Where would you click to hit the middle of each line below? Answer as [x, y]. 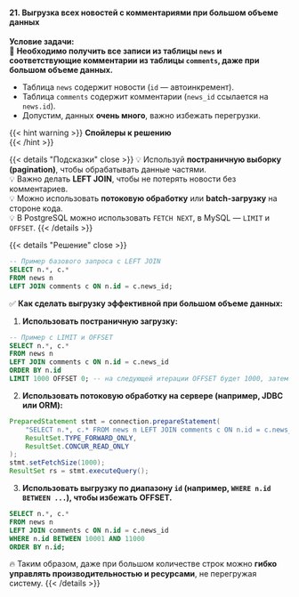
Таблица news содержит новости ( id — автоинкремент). [128, 87]
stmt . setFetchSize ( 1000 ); [57, 463]
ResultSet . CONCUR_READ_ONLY [77, 446]
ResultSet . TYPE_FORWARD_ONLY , [81, 438]
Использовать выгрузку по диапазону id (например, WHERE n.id [146, 488]
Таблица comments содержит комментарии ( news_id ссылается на [145, 97]
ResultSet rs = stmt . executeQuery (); [79, 472]
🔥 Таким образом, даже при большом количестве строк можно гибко [143, 564]
